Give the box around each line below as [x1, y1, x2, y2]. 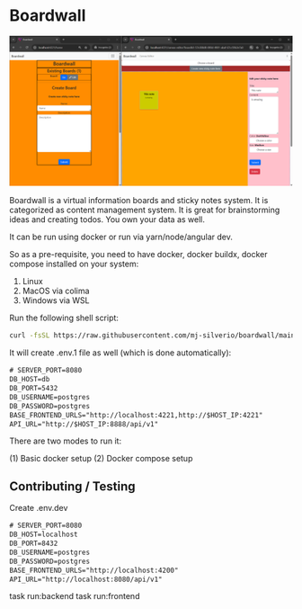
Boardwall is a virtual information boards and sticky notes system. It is [9, 194, 269, 205]
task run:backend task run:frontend [9, 591, 140, 602]
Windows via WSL [22, 294, 90, 306]
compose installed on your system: [9, 258, 139, 269]
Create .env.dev [9, 503, 68, 514]
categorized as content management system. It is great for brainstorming [9, 204, 280, 215]
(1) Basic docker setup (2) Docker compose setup [9, 452, 193, 463]
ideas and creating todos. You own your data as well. [9, 213, 205, 225]
